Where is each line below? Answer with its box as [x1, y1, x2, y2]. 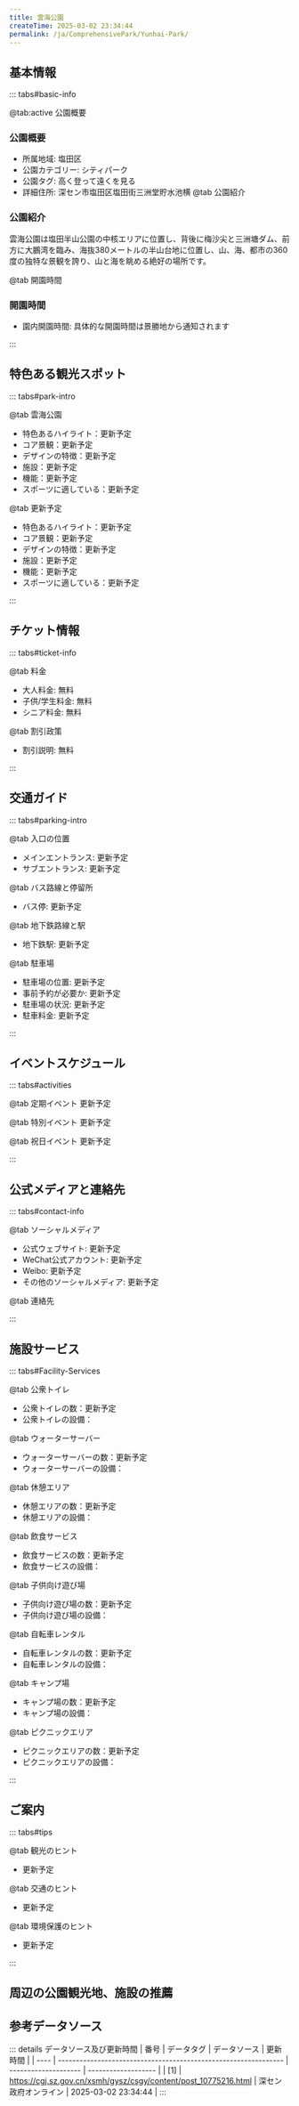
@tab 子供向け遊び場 [9, 1579, 86, 1590]
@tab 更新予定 [9, 502, 62, 513]
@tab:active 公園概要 [9, 108, 87, 118]
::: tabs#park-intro [9, 391, 76, 401]
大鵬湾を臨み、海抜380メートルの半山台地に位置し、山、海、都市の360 [24, 244, 288, 255]
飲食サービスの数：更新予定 [21, 1550, 125, 1560]
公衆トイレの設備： [21, 1413, 93, 1424]
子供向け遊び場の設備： [21, 1609, 109, 1620]
